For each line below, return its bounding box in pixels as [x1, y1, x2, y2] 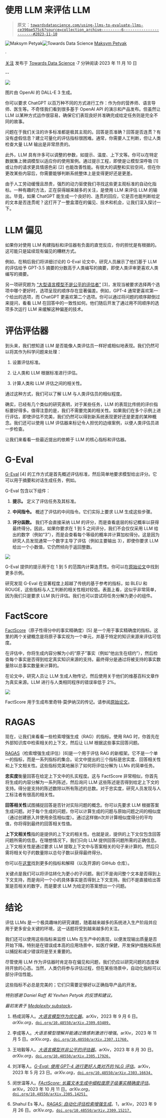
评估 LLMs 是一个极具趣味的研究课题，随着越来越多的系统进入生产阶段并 [5, 919, 153, 925]
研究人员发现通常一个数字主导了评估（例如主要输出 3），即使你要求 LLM [12, 538, 159, 543]
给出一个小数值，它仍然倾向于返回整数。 [12, 544, 95, 550]
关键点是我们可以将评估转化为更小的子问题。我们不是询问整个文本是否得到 [5, 870, 157, 876]
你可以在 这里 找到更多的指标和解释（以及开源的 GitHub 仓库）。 [5, 860, 132, 866]
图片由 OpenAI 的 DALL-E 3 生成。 [5, 89, 75, 95]
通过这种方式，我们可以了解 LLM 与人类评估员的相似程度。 [5, 391, 125, 397]
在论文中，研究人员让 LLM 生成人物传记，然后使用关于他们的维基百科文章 [5, 673, 155, 679]
